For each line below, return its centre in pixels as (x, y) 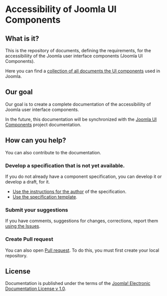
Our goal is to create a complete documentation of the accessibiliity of (78, 104)
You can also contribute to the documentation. (53, 152)
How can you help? (36, 140)
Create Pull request (29, 239)
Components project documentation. (43, 125)
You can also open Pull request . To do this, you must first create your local (82, 250)
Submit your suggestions (37, 210)
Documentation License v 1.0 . (36, 289)
